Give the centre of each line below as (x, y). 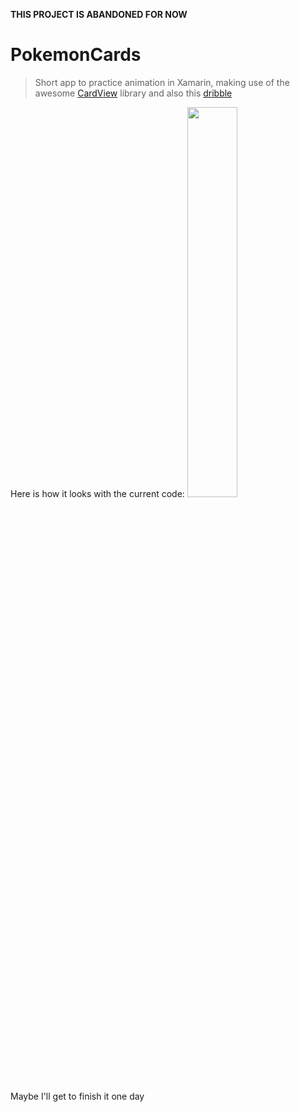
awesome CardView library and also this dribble (133, 93)
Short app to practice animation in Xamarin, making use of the (162, 82)
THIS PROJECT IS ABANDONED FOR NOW (99, 14)
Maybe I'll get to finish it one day (77, 1096)
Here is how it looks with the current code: (97, 493)
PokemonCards (76, 55)
